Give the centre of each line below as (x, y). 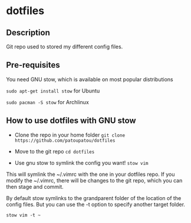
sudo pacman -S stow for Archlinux (48, 102)
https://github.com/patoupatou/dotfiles (65, 140)
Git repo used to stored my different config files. (65, 46)
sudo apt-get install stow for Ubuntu (53, 91)
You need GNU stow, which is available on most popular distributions (90, 79)
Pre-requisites (33, 65)
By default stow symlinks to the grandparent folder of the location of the (94, 198)
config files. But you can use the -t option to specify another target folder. (96, 204)
